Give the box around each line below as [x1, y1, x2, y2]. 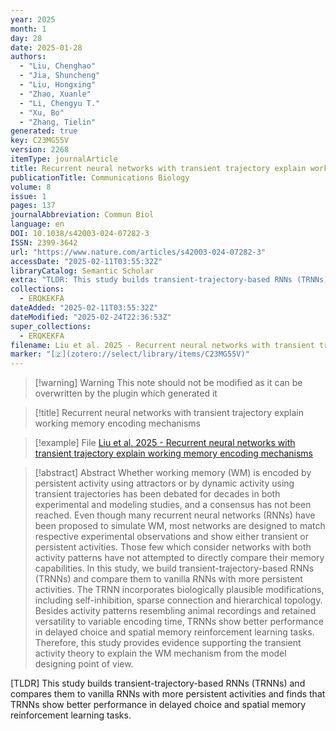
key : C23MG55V [10, 136, 70, 146]
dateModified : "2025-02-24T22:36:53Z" [10, 312, 172, 322]
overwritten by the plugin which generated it [34, 387, 218, 400]
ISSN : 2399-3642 [10, 237, 78, 248]
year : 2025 [10, 14, 56, 25]
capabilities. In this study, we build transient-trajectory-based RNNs [34, 562, 315, 575]
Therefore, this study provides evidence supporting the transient [34, 637, 302, 649]
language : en [10, 219, 65, 230]
